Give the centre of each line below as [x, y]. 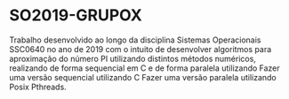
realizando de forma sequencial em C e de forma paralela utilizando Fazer [144, 68]
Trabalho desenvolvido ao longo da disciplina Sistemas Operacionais [135, 40]
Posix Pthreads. [38, 87]
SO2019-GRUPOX [76, 15]
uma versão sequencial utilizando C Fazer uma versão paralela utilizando [143, 77]
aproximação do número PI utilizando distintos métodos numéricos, [132, 58]
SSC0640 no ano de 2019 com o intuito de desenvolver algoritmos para [140, 49]
